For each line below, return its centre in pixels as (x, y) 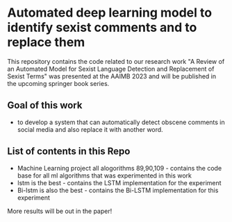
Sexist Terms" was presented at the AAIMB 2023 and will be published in (112, 76)
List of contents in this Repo (69, 152)
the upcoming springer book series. (58, 83)
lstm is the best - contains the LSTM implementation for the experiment (119, 182)
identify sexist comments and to (102, 27)
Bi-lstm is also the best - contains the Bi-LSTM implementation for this (118, 190)
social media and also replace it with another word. (90, 129)
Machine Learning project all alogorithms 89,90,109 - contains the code (119, 168)
